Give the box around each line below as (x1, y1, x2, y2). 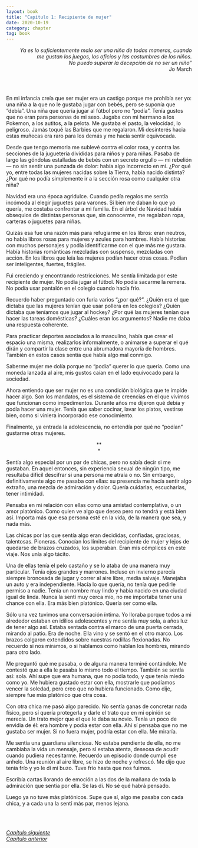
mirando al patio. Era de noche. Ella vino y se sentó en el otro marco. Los (6, 630, 183, 637)
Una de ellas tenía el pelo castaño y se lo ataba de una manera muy (6, 562, 170, 569)
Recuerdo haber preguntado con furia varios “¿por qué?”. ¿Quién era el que (6, 296, 189, 303)
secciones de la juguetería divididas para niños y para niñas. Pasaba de (6, 150, 180, 157)
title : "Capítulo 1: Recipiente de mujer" (6, 14, 112, 20)
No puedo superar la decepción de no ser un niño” (68, 60, 192, 67)
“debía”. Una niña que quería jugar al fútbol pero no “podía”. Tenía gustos (6, 107, 184, 114)
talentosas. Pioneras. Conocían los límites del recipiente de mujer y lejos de (6, 538, 190, 545)
